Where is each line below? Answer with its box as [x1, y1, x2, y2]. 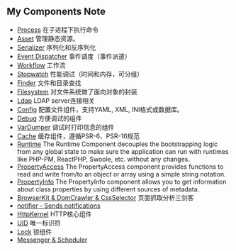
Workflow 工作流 [16, 60, 66, 69]
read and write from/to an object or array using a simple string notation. [16, 169, 226, 178]
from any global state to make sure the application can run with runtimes [16, 147, 229, 155]
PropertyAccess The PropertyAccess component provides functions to [16, 162, 224, 171]
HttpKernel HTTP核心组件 [16, 209, 92, 218]
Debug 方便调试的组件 [16, 113, 82, 123]
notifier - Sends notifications [16, 201, 101, 210]
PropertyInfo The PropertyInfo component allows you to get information [16, 177, 227, 186]
